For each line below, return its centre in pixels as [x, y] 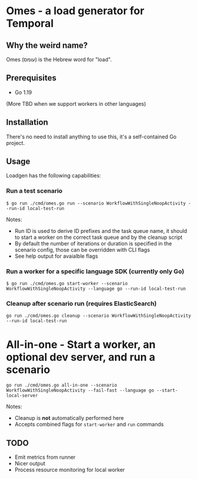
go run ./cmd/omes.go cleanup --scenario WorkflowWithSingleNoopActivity [99, 316]
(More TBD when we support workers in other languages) [76, 103]
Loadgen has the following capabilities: [54, 176]
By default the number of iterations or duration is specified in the [93, 243]
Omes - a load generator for [75, 11]
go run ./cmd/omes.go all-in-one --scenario [62, 386]
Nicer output [30, 464]
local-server [22, 396]
